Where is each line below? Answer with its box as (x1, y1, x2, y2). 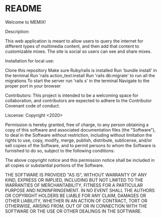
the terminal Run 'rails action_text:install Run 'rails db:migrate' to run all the (5, 72, 155, 78)
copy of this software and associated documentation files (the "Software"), (5, 127, 156, 132)
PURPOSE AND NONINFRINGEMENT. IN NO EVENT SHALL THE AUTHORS (5, 187, 155, 193)
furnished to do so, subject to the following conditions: (5, 148, 115, 153)
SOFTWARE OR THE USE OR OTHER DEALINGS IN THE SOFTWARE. (5, 208, 142, 214)
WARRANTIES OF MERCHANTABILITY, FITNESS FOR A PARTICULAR (5, 182, 143, 188)
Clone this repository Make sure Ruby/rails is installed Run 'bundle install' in (5, 67, 157, 73)
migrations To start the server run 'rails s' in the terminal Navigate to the (5, 78, 150, 84)
